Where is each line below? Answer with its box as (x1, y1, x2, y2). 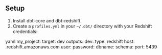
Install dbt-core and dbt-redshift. (12, 17, 82, 23)
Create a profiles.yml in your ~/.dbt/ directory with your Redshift (12, 23, 152, 29)
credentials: (12, 28, 38, 35)
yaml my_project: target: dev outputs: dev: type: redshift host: (5, 38, 135, 44)
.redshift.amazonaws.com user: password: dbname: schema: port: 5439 (5, 43, 157, 50)
